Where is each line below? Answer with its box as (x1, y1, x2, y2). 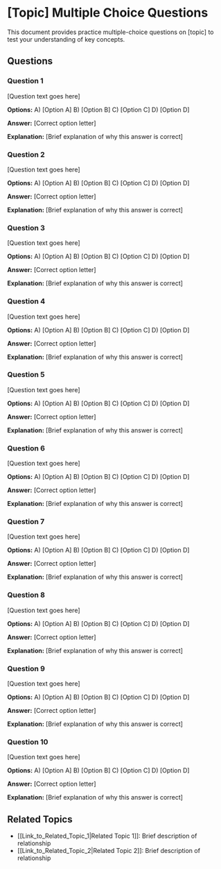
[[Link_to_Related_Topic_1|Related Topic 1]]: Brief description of (17, 832, 197, 841)
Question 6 (7, 443, 45, 453)
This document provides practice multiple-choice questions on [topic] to (7, 28, 214, 36)
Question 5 (7, 370, 45, 380)
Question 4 (7, 296, 46, 306)
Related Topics (7, 813, 73, 825)
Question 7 (7, 517, 45, 527)
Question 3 (7, 223, 45, 233)
